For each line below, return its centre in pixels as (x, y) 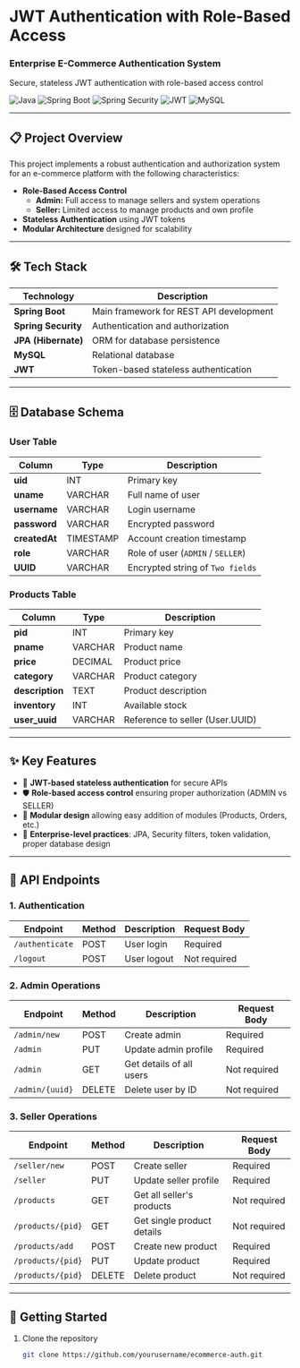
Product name (153, 647)
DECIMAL (92, 662)
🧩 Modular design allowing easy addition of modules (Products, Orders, (154, 815)
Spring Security (48, 326)
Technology (49, 296)
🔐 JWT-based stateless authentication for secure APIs (125, 782)
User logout (149, 958)
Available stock (155, 705)
